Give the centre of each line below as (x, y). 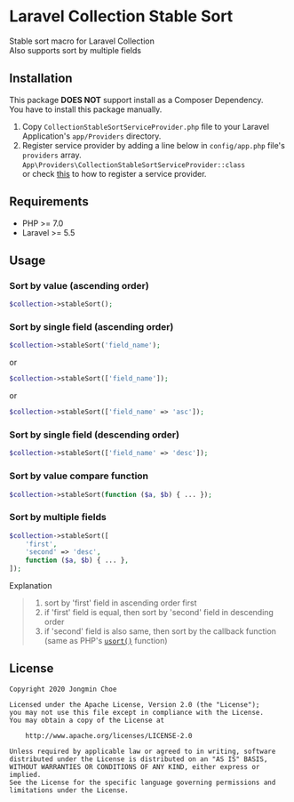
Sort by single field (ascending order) (91, 327)
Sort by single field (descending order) (95, 435)
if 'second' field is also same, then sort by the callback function (160, 631)
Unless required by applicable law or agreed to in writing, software (143, 751)
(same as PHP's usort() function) (106, 641)
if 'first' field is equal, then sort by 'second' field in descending (159, 613)
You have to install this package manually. (86, 109)
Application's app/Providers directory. (91, 136)
